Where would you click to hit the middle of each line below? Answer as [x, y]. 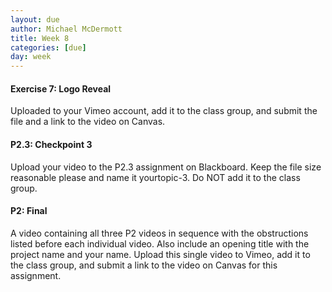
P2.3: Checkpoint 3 [51, 144]
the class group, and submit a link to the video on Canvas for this [144, 265]
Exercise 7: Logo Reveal [61, 88]
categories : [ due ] [48, 47]
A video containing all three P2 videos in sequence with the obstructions [159, 233]
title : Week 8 [40, 38]
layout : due [35, 19]
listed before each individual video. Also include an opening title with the [160, 243]
